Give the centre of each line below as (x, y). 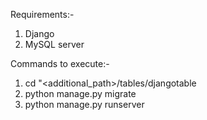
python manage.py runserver (84, 104)
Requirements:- (42, 14)
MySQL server (54, 44)
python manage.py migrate (80, 93)
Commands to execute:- (60, 63)
